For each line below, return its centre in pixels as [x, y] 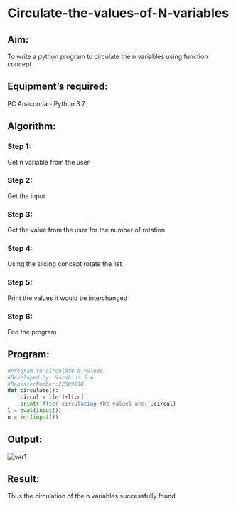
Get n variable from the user [49, 162]
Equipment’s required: [58, 87]
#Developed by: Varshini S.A [50, 377]
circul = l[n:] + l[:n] [52, 397]
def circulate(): [33, 391]
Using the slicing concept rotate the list [65, 264]
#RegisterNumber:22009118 [45, 384]
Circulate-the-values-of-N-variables [118, 13]
